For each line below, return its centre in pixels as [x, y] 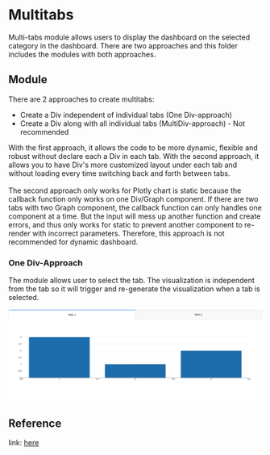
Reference [35, 423]
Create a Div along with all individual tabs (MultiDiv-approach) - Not [133, 123]
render [19, 233]
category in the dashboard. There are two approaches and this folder [123, 45]
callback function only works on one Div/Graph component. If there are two [133, 198]
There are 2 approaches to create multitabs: [81, 99]
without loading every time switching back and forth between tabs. [119, 173]
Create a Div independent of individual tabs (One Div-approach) [126, 115]
